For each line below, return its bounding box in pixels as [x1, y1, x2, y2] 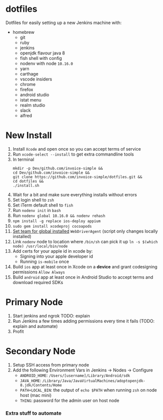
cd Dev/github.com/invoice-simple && [12, 170, 90, 175]
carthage [20, 71, 39, 77]
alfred [20, 112, 32, 118]
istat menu [20, 97, 42, 103]
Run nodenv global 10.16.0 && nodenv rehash [12, 212, 106, 218]
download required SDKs [12, 279, 63, 285]
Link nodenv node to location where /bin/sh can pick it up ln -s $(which [12, 238, 158, 244]
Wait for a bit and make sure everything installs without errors [12, 191, 137, 197]
